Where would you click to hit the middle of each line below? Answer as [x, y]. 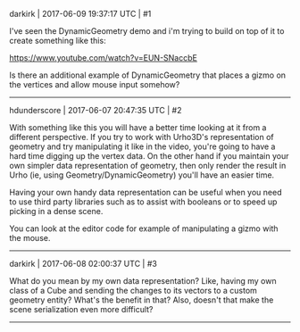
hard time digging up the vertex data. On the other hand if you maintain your [149, 156]
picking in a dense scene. [56, 211]
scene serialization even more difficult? [81, 309]
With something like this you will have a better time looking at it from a [138, 128]
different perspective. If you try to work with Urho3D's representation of [142, 137]
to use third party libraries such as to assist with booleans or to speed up [143, 202]
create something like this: [58, 41]
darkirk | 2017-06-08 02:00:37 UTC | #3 [83, 264]
